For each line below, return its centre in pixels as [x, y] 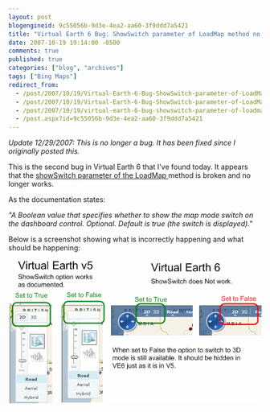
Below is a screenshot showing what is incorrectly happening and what [126, 239]
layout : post [30, 17]
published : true [35, 60]
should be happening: [44, 248]
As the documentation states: [57, 200]
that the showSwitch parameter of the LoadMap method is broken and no [130, 175]
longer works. [31, 184]
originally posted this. [44, 151]
